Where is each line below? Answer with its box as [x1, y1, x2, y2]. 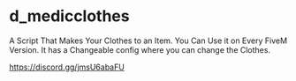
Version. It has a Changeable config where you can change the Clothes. [9, 44, 271, 55]
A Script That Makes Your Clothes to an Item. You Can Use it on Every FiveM [9, 35, 288, 46]
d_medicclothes [9, 6, 130, 26]
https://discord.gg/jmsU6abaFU [9, 62, 125, 72]
